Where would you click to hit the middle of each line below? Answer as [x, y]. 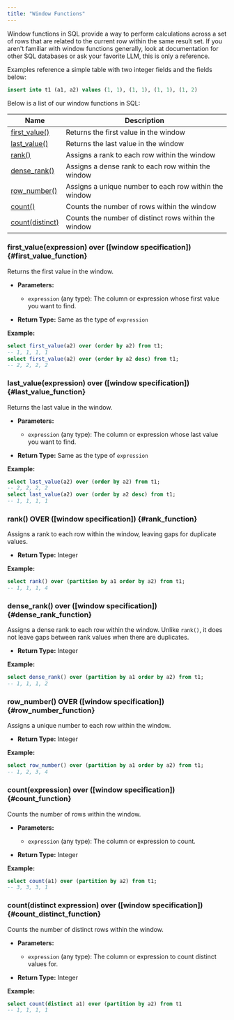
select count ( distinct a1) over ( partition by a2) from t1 [95, 1004]
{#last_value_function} [46, 392]
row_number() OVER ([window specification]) [86, 702]
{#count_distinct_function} [54, 914]
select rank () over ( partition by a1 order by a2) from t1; [96, 582]
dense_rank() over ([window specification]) [83, 606]
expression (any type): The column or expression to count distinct [122, 956]
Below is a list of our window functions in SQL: [74, 103]
